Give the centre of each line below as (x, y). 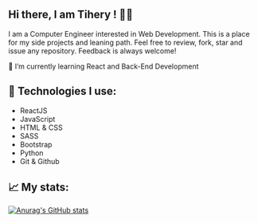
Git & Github (39, 161)
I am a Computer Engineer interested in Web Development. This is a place (129, 33)
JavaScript (37, 119)
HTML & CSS (41, 127)
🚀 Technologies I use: (63, 91)
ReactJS (33, 110)
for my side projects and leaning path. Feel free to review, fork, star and (125, 42)
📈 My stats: (39, 188)
